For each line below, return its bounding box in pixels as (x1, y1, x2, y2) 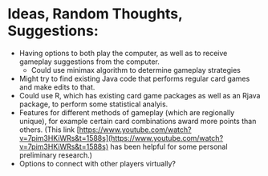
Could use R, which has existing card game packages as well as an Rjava (18, 90, 261, 100)
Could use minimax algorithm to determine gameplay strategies (30, 65, 242, 74)
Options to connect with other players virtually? (18, 158, 177, 168)
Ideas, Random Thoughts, (7, 5, 183, 23)
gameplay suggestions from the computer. (18, 57, 160, 66)
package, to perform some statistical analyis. (18, 99, 169, 109)
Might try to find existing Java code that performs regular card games (18, 74, 250, 83)
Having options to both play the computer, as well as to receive (18, 48, 228, 58)
